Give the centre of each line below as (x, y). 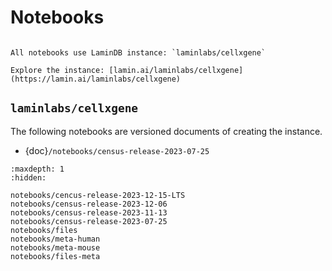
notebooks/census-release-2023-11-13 (89, 212)
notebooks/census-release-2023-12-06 (89, 204)
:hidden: (28, 177)
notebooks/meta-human (55, 239)
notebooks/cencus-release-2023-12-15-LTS (98, 195)
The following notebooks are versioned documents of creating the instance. (166, 131)
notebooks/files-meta (55, 256)
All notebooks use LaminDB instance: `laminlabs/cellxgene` (138, 52)
